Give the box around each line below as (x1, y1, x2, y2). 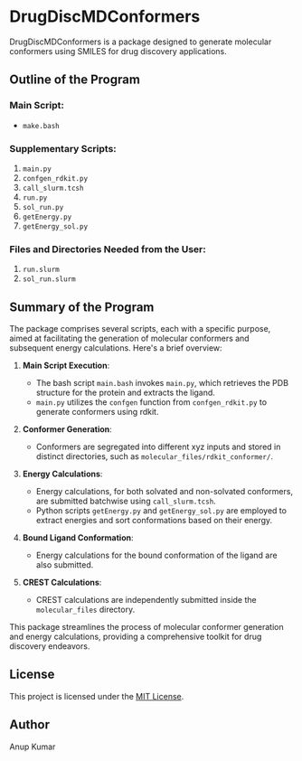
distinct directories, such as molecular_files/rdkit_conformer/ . (35, 451, 274, 462)
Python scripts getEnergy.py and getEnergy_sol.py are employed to (35, 505, 288, 516)
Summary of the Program (9, 299, 155, 315)
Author (9, 717, 50, 733)
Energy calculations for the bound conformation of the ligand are (35, 550, 278, 561)
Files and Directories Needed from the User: (9, 242, 206, 255)
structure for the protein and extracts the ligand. (35, 387, 215, 399)
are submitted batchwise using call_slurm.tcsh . (35, 495, 217, 507)
